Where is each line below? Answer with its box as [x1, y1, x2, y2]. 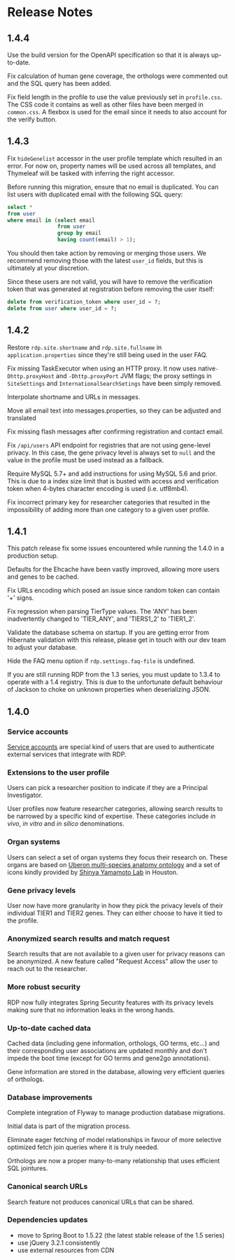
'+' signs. [7, 594, 34, 602]
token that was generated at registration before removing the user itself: [7, 285, 215, 293]
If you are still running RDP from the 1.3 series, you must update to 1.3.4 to [7, 671, 220, 679]
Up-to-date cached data [7, 1023, 92, 1033]
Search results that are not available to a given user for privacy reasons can [7, 950, 225, 958]
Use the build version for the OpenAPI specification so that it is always [7, 51, 210, 59]
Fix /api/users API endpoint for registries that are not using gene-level [7, 441, 211, 449]
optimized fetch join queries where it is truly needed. [7, 1143, 159, 1151]
